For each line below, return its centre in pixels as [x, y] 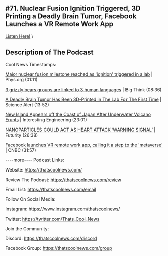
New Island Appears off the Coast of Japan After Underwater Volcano [78, 114]
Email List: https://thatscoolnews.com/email [51, 189]
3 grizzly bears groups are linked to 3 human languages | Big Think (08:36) [83, 89]
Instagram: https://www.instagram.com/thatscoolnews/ [63, 209]
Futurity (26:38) [22, 135]
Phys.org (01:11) [22, 79]
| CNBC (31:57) [21, 150]
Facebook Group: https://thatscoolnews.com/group [59, 248]
